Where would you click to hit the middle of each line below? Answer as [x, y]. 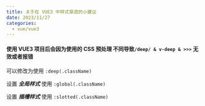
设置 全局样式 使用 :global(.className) [56, 84]
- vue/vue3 [26, 29]
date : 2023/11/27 [28, 18]
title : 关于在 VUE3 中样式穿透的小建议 [51, 12]
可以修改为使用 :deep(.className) [49, 71]
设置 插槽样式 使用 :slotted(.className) [57, 97]
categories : [21, 23]
